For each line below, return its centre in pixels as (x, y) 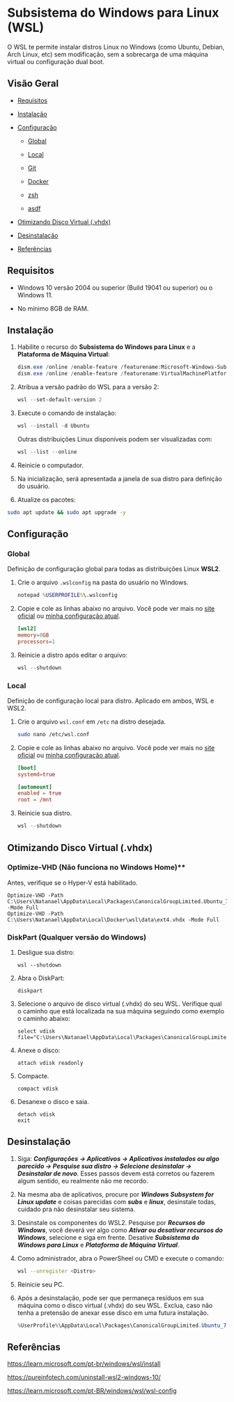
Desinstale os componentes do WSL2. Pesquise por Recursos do (111, 1222)
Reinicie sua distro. (45, 813)
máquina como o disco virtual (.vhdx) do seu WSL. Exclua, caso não (115, 1305)
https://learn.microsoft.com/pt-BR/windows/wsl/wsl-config (92, 1391)
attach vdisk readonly (50, 1064)
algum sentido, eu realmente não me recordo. (83, 1181)
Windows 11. (35, 295)
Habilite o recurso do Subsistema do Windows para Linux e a (107, 347)
